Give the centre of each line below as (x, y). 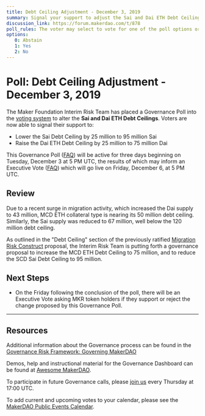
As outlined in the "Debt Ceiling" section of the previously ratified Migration (101, 239)
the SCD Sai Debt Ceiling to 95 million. (54, 259)
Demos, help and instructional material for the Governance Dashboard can (100, 364)
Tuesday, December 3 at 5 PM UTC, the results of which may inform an (96, 161)
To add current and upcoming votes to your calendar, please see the (92, 400)
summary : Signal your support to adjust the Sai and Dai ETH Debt (92, 18)
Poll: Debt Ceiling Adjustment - (86, 81)
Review (21, 194)
